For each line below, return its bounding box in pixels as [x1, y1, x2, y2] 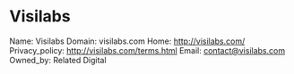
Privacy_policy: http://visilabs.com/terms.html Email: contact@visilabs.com [9, 45, 285, 55]
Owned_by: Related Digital [9, 54, 107, 65]
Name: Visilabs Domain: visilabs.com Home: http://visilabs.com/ [9, 36, 246, 46]
